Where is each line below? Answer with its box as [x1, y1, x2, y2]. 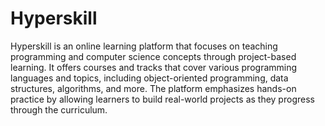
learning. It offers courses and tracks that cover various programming [10, 61, 298, 73]
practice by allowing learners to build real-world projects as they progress [10, 93, 315, 105]
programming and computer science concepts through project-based [10, 50, 297, 62]
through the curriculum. [10, 103, 108, 116]
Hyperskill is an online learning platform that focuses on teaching [10, 40, 278, 52]
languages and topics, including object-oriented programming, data [10, 72, 289, 84]
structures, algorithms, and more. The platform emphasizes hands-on [10, 82, 297, 94]
